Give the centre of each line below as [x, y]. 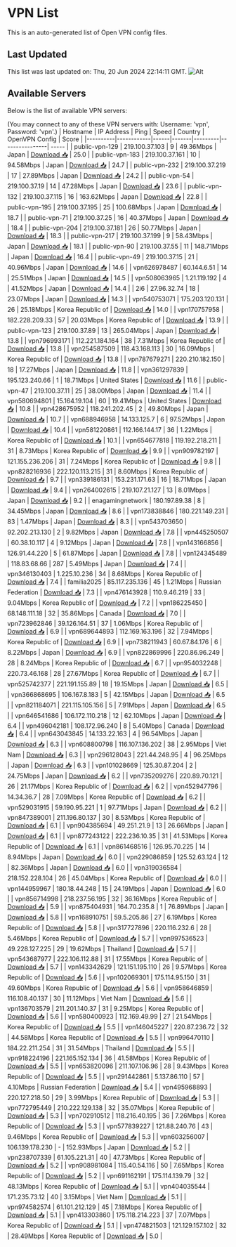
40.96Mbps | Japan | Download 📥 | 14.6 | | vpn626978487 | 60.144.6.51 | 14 [117, 267]
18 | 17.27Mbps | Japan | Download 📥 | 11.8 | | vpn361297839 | [98, 370]
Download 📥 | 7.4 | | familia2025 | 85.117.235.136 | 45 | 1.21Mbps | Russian [114, 582]
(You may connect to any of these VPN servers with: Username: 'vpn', [109, 124]
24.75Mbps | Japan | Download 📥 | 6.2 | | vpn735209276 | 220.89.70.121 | [115, 776]
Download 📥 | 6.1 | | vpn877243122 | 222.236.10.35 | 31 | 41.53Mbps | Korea [118, 836]
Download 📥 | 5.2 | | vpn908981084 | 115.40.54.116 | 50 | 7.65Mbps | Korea [116, 1165]
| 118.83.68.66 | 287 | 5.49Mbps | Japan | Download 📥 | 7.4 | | [97, 563]
